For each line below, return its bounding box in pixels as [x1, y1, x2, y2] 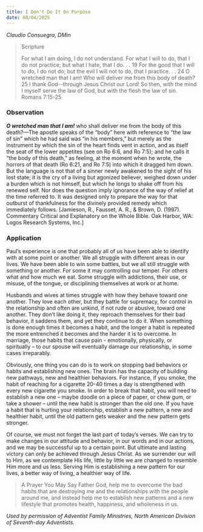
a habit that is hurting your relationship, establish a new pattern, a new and [6, 407, 193, 414]
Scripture [21, 43, 45, 50]
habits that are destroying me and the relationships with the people [21, 488, 188, 495]
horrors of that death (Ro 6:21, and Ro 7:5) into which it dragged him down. [6, 161, 193, 168]
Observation [6, 108, 44, 117]
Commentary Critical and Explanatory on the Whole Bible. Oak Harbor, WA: [6, 212, 193, 219]
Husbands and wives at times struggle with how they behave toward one [6, 291, 188, 299]
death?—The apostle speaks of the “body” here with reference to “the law [6, 128, 191, 136]
